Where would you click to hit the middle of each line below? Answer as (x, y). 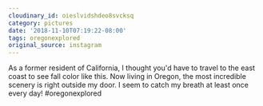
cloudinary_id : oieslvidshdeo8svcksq (71, 16)
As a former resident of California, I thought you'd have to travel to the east (132, 68)
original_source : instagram (55, 45)
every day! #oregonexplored (55, 93)
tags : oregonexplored (44, 38)
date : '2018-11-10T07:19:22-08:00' (68, 30)
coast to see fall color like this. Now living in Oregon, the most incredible (127, 77)
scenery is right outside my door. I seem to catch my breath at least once (129, 85)
